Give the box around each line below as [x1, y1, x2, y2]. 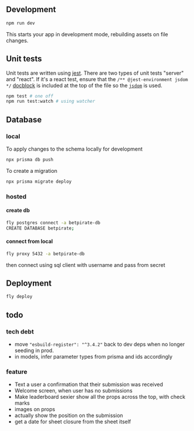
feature [6, 367, 27, 376]
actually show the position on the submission [14, 412, 123, 419]
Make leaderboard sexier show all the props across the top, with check [14, 394, 186, 401]
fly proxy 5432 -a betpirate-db [6, 251, 85, 256]
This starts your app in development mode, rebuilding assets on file [6, 30, 168, 37]
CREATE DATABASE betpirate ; [6, 225, 75, 231]
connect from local [6, 238, 53, 245]
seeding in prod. [14, 347, 54, 354]
